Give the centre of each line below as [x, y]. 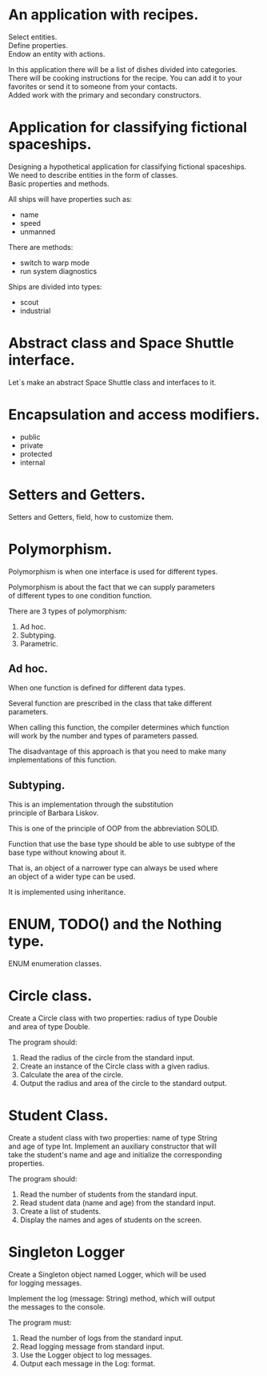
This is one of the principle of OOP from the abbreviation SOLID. [114, 829]
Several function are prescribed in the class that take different [110, 703]
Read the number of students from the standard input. [109, 1194]
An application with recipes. [104, 15]
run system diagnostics [58, 271]
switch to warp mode [55, 263]
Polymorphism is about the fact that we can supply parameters [112, 587]
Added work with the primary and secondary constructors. [105, 95]
